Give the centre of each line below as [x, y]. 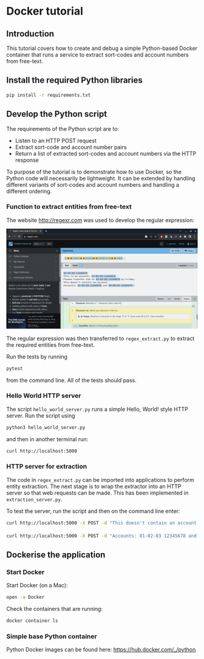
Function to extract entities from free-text [69, 207]
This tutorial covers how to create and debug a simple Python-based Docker [102, 48]
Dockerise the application [56, 555]
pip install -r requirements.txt [49, 95]
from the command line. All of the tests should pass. [71, 380]
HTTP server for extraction [47, 467]
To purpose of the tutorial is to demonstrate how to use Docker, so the [94, 172]
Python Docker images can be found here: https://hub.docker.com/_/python [101, 650]
